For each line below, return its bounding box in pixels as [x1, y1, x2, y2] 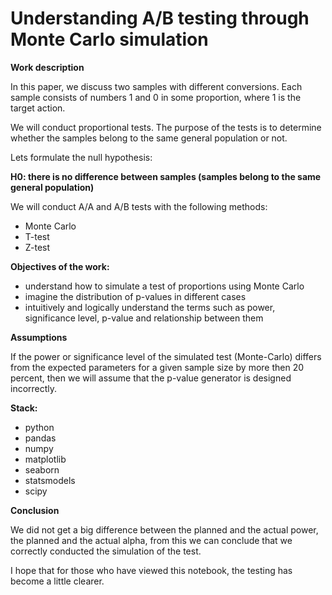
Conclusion [10, 504, 60, 516]
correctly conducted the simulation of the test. [10, 545, 202, 557]
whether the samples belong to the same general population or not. [10, 132, 288, 144]
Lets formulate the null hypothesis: [10, 151, 153, 163]
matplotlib [24, 453, 67, 465]
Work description [10, 61, 85, 73]
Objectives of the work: [10, 260, 110, 272]
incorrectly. [10, 382, 58, 394]
